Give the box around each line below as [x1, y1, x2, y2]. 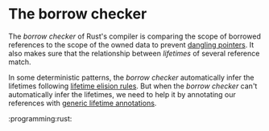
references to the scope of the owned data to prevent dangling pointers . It [8, 39, 255, 49]
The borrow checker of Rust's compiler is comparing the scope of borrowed [8, 31, 262, 41]
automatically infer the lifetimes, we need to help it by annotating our [8, 89, 236, 99]
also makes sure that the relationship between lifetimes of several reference [8, 48, 260, 58]
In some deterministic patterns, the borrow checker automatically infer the [8, 72, 255, 82]
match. [8, 57, 31, 67]
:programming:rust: [8, 113, 72, 123]
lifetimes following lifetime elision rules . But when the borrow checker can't [8, 81, 258, 91]
